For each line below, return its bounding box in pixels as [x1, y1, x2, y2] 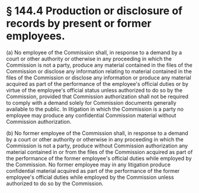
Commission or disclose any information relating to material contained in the [6, 67, 192, 75]
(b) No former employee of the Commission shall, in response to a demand [6, 129, 188, 137]
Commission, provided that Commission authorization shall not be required [6, 93, 188, 100]
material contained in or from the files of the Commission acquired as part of [6, 148, 193, 155]
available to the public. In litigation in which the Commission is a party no [6, 105, 184, 112]
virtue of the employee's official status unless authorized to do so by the [6, 86, 182, 94]
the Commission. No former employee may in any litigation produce [6, 161, 171, 168]
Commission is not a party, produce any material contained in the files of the [6, 61, 192, 69]
